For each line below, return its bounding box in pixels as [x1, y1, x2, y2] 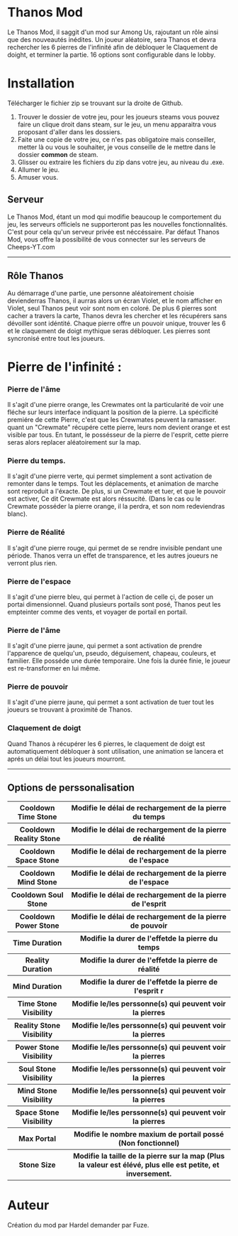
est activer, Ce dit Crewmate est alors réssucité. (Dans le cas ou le [7, 494, 201, 503]
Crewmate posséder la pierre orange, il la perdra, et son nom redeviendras [7, 502, 225, 511]
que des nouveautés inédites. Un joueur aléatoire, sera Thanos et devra [7, 35, 216, 43]
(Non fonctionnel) [118, 1138, 180, 1148]
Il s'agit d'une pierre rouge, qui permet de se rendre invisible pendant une [7, 543, 222, 552]
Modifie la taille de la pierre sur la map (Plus [73, 1151, 225, 1161]
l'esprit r [134, 985, 164, 995]
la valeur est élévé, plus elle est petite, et [78, 1159, 220, 1169]
